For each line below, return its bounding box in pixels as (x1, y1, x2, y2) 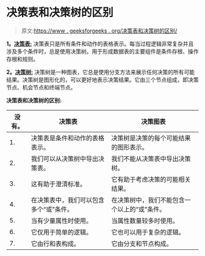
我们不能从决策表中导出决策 (111, 154, 191, 163)
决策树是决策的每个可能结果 (111, 134, 191, 142)
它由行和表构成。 (31, 239, 81, 248)
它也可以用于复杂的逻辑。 (111, 228, 185, 236)
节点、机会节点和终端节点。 (6, 83, 76, 91)
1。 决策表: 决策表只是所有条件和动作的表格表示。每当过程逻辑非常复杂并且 (6, 40, 194, 47)
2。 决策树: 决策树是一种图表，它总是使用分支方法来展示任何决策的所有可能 (6, 68, 195, 75)
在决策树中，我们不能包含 (111, 195, 185, 204)
